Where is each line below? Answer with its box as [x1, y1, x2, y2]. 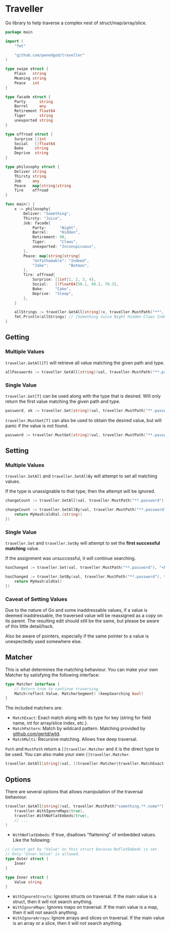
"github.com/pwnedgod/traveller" [14, 53, 85, 58]
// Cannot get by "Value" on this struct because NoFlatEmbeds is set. [5, 847, 159, 852]
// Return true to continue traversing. [14, 686, 101, 691]
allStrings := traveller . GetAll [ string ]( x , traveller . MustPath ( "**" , [14, 310, 164, 315]
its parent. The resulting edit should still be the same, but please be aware [5, 618, 159, 624]
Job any [14, 178, 39, 184]
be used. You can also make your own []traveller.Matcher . [5, 751, 131, 757]
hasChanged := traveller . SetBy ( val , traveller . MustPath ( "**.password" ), [5, 574, 162, 579]
